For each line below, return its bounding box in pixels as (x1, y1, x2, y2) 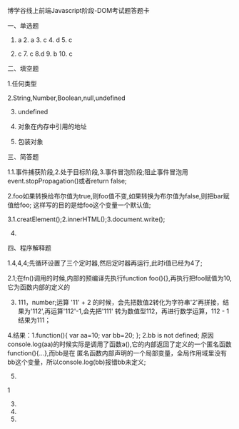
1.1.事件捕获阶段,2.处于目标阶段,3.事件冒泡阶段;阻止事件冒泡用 (7, 168, 189, 176)
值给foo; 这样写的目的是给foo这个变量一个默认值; (7, 201, 151, 209)
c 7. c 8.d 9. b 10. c (17, 49, 73, 58)
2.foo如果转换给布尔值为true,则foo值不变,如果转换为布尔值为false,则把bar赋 (7, 192, 230, 200)
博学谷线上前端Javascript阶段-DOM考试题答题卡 (7, 6, 150, 14)
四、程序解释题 (7, 243, 51, 252)
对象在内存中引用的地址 (17, 122, 87, 131)
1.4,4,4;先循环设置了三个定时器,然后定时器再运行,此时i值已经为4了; (7, 259, 203, 267)
